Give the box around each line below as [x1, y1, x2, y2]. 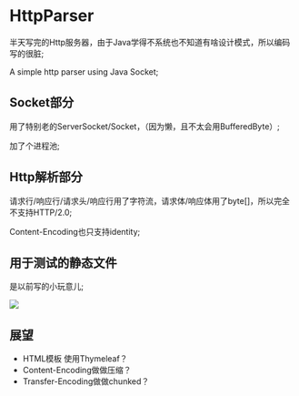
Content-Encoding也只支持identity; [9, 226, 141, 237]
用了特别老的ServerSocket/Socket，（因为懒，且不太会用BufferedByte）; [9, 120, 280, 132]
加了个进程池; [9, 140, 61, 151]
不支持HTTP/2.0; [9, 207, 73, 218]
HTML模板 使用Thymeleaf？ [22, 353, 128, 364]
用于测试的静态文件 [9, 255, 117, 270]
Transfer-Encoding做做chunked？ [22, 376, 150, 387]
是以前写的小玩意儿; [9, 281, 85, 292]
